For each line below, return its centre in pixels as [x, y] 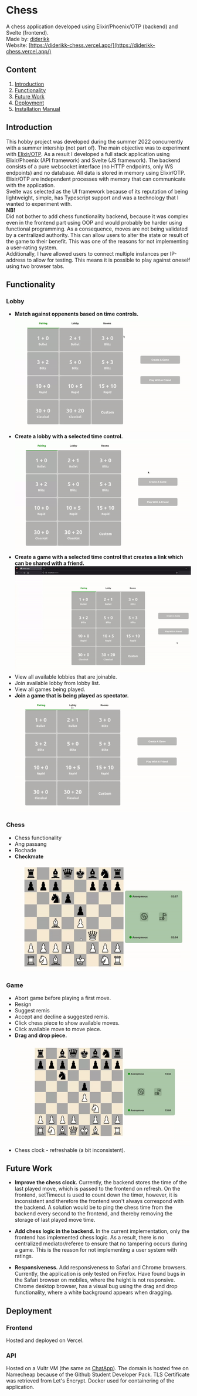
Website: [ [18, 45]
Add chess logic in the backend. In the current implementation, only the [102, 1231]
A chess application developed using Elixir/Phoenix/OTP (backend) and [92, 26]
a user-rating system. [32, 248]
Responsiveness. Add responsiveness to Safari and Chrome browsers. [101, 1268]
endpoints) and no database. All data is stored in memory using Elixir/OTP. [96, 172]
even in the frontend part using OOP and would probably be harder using [94, 222]
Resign [23, 1004]
